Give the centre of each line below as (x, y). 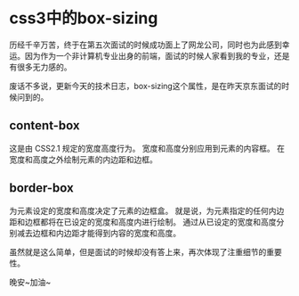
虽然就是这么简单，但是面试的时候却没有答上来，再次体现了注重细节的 (138, 251)
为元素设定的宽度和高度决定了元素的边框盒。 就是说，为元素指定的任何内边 (147, 210)
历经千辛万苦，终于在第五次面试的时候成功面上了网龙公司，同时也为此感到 (145, 45)
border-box (41, 188)
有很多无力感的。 (40, 67)
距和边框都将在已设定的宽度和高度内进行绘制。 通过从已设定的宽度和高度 (143, 222)
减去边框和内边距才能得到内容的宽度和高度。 (98, 233)
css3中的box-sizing (84, 18)
